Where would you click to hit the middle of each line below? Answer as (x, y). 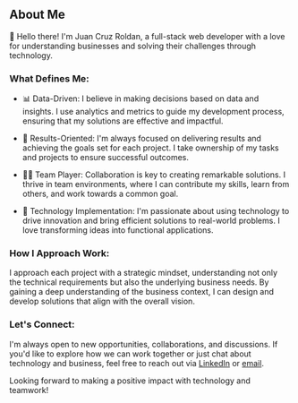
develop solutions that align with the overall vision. (102, 301)
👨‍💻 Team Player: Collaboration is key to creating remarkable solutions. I (154, 175)
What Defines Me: (49, 78)
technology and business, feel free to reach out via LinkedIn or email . (136, 363)
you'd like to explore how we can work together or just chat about (131, 354)
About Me (37, 15)
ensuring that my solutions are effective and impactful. (123, 121)
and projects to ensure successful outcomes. (106, 158)
